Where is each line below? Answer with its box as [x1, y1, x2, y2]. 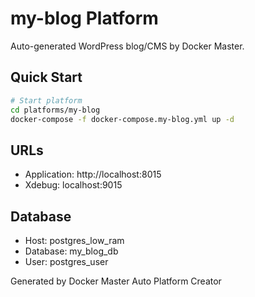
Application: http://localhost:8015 [24, 168, 162, 181]
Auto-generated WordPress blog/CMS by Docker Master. [10, 40, 245, 52]
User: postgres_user [24, 256, 109, 267]
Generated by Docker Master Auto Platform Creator [10, 275, 222, 287]
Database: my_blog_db [24, 245, 119, 257]
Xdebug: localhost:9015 [24, 179, 123, 191]
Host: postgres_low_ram [24, 235, 125, 246]
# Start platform [10, 95, 83, 106]
